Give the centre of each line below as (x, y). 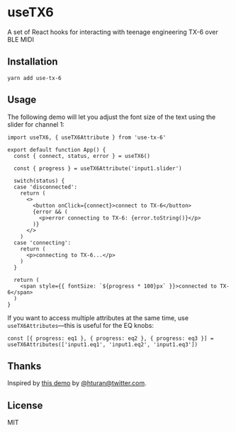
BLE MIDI (21, 39)
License (25, 405)
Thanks (24, 366)
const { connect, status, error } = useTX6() (82, 156)
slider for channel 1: (36, 124)
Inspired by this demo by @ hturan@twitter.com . (77, 383)
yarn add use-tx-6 (34, 78)
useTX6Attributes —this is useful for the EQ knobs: (81, 325)
